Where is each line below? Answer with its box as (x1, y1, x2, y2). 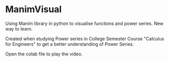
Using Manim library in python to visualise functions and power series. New (5, 20, 164, 26)
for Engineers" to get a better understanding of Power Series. (5, 41, 134, 47)
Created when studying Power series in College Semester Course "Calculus (5, 36, 164, 42)
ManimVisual (5, 4, 62, 15)
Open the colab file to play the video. (5, 51, 83, 57)
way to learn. (5, 25, 33, 32)
